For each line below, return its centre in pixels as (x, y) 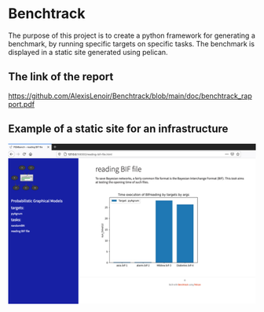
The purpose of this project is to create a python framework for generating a (132, 35)
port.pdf (22, 104)
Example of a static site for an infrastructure (118, 129)
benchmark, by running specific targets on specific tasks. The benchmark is (132, 43)
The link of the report (61, 77)
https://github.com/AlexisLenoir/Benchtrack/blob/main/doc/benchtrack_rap (130, 96)
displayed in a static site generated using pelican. (88, 52)
